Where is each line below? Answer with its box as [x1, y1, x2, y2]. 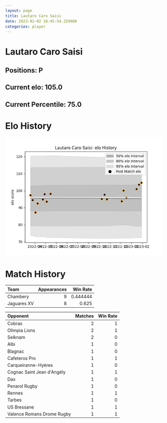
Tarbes [7, 397, 22, 403]
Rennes [7, 390, 23, 396]
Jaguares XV [7, 301, 34, 307]
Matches [75, 313, 94, 319]
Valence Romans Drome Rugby [7, 411, 71, 417]
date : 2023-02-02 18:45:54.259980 [5, 19, 77, 24]
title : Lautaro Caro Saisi [5, 13, 61, 19]
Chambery [7, 294, 29, 300]
